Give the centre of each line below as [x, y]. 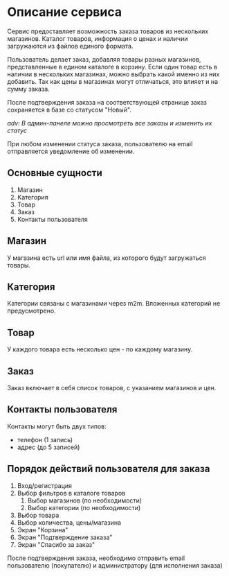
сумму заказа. [28, 89]
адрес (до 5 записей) [48, 447]
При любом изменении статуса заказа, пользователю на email [100, 143]
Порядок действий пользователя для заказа [109, 469]
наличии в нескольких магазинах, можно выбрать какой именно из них [113, 74]
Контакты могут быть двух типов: [57, 426]
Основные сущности [55, 173]
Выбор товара [38, 515]
